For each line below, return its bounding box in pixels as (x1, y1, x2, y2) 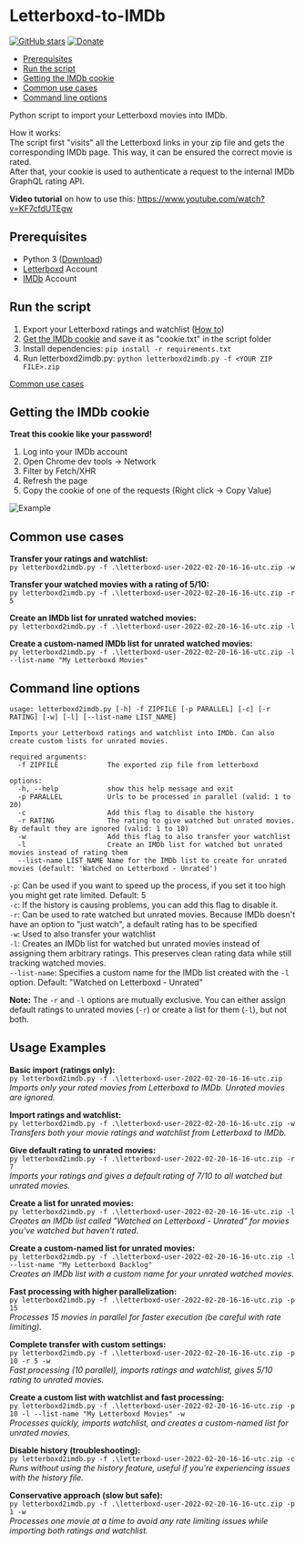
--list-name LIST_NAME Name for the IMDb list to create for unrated (17, 856, 287, 865)
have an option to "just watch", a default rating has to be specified (9, 919, 258, 929)
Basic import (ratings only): (9, 1064, 116, 1075)
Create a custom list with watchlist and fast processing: (9, 1391, 225, 1403)
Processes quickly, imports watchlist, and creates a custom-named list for (9, 1417, 290, 1428)
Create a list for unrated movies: (9, 1197, 134, 1208)
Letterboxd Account (22, 263, 98, 274)
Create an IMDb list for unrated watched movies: (9, 612, 198, 624)
